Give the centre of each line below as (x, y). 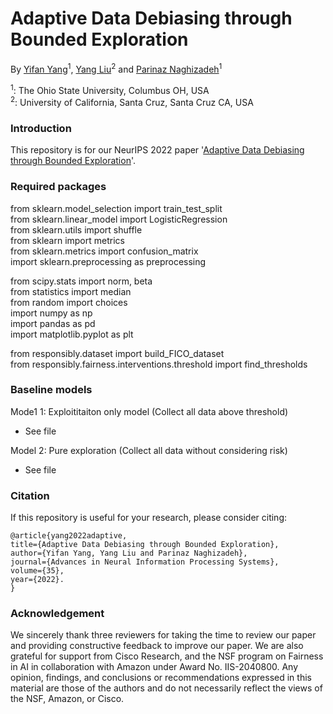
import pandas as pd (53, 323)
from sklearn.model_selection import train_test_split (116, 208)
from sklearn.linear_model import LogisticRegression (119, 219)
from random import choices (69, 302)
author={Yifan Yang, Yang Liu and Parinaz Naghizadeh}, (129, 553)
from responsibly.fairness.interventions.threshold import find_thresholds (159, 364)
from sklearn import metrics (67, 240)
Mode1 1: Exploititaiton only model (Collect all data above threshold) (149, 411)
